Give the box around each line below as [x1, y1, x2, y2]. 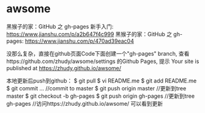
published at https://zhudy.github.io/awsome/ [6, 64, 121, 71]
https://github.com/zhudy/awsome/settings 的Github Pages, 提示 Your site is [6, 57, 199, 65]
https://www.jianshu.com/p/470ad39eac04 [24, 37, 135, 45]
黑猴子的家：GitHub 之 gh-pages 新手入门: [6, 23, 114, 30]
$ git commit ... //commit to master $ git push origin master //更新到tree [6, 84, 187, 92]
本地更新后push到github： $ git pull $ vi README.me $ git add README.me [6, 77, 197, 84]
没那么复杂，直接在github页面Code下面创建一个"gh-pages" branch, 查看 [6, 49, 190, 57]
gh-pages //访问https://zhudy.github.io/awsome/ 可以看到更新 [6, 100, 163, 107]
